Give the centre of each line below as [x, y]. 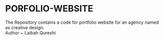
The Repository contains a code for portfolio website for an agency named [82, 22]
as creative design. [25, 27]
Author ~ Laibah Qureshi [31, 33]
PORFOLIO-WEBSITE [49, 9]
